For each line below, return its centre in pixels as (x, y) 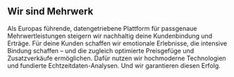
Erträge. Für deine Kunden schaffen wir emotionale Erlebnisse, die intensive (117, 43)
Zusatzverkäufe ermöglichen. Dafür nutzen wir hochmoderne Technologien (117, 58)
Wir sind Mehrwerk (50, 12)
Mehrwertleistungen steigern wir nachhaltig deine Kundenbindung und (110, 36)
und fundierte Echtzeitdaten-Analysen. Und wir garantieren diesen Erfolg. (114, 65)
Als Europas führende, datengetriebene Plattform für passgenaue (102, 28)
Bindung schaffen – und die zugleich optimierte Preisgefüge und (101, 50)
